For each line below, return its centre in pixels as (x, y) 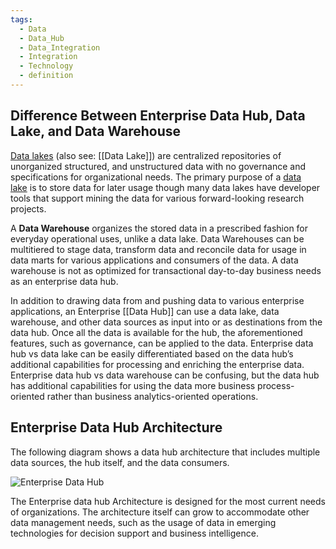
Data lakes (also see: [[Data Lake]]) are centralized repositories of (146, 155)
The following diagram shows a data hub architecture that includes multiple (165, 452)
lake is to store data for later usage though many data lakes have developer (165, 187)
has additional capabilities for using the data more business (133, 385)
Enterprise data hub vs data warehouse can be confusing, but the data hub (165, 375)
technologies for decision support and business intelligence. (134, 533)
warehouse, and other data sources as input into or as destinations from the (166, 322)
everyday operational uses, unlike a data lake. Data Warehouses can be (157, 238)
